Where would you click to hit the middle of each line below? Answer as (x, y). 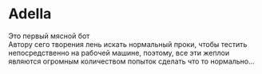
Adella (30, 14)
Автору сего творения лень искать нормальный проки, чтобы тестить (128, 44)
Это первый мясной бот (49, 36)
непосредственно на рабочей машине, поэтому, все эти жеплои (119, 53)
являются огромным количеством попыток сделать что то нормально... (132, 61)
